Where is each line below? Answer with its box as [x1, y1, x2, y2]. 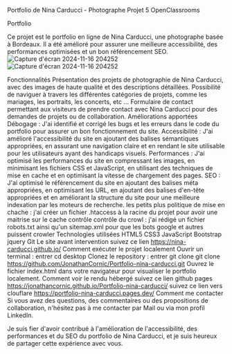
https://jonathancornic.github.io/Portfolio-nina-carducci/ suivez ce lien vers [7, 282, 223, 290]
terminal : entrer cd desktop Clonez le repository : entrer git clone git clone [7, 252, 220, 260]
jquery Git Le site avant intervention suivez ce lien [7, 238, 150, 245]
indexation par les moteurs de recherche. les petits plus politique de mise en [7, 201, 225, 209]
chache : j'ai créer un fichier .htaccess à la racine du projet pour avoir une [7, 208, 218, 216]
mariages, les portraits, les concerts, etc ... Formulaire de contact [7, 98, 194, 106]
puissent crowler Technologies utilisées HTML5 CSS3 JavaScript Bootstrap [7, 230, 222, 238]
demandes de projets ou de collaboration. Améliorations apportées [7, 112, 198, 121]
